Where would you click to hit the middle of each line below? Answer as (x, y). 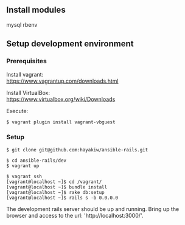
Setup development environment (70, 44)
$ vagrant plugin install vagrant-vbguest (61, 122)
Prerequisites (26, 61)
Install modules (36, 10)
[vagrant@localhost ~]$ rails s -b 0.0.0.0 (62, 198)
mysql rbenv (22, 24)
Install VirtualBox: (28, 92)
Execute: (17, 111)
